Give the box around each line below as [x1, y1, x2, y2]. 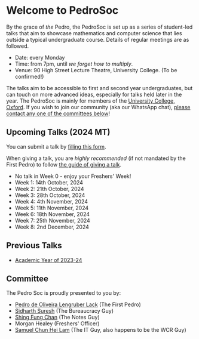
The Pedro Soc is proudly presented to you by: [6, 289, 121, 297]
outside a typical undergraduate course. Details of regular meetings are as [6, 36, 189, 43]
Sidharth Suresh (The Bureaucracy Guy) [14, 307, 114, 315]
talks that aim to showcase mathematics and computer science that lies [6, 29, 182, 36]
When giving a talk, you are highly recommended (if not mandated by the [6, 155, 186, 162]
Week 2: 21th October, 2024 [14, 185, 84, 192]
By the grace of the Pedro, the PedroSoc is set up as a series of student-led [6, 23, 193, 30]
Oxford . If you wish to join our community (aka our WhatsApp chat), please [6, 103, 191, 110]
